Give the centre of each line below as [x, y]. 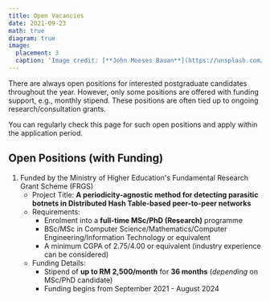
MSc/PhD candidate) [78, 280]
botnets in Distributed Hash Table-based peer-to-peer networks [141, 203]
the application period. [45, 132]
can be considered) [76, 254]
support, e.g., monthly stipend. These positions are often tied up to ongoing [133, 100]
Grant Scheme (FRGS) [57, 186]
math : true [27, 31]
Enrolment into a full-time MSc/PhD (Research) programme [143, 220]
